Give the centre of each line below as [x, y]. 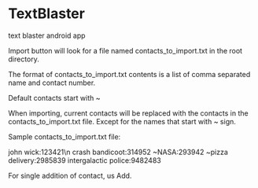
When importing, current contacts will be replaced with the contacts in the [129, 113]
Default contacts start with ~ [54, 98]
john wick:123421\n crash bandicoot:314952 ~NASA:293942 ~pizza [118, 152]
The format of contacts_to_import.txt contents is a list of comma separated [129, 74]
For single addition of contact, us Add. [70, 175]
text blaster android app [47, 35]
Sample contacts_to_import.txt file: [64, 136]
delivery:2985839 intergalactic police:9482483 [85, 160]
